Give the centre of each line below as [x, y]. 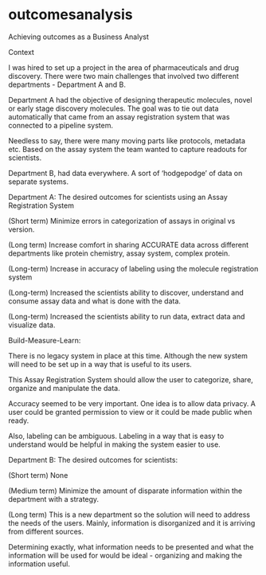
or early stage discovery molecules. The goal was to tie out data [113, 108]
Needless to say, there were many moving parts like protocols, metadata [127, 140]
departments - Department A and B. [67, 84]
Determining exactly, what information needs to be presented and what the [131, 546]
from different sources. [46, 531]
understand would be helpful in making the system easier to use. [114, 444]
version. [22, 229]
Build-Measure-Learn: [45, 340]
